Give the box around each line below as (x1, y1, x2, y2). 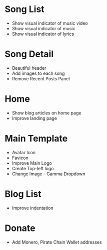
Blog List (4, 188, 41, 199)
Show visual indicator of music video (11, 20, 88, 26)
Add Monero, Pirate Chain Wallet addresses (11, 239, 102, 245)
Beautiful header (11, 65, 46, 71)
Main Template (4, 133, 68, 144)
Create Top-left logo (11, 165, 54, 171)
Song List (4, 4, 44, 15)
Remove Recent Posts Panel (11, 75, 70, 81)
